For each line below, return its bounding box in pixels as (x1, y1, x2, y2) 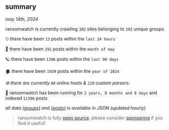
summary (5, 3, 37, 11)
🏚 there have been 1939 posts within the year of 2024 (5, 68, 120, 74)
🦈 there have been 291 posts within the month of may (5, 46, 115, 52)
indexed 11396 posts (5, 95, 48, 101)
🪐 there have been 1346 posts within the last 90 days (5, 56, 119, 62)
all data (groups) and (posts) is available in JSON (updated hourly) (5, 105, 146, 111)
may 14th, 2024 (5, 16, 38, 22)
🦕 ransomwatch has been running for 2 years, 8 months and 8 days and (5, 89, 157, 95)
